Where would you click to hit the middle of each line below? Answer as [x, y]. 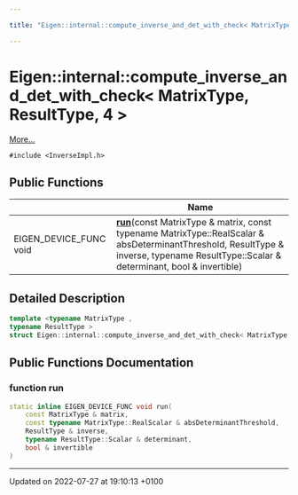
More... [22, 139]
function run [37, 389]
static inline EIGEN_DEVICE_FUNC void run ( [91, 406]
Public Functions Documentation [102, 363]
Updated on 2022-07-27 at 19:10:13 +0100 [86, 481]
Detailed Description [67, 298]
